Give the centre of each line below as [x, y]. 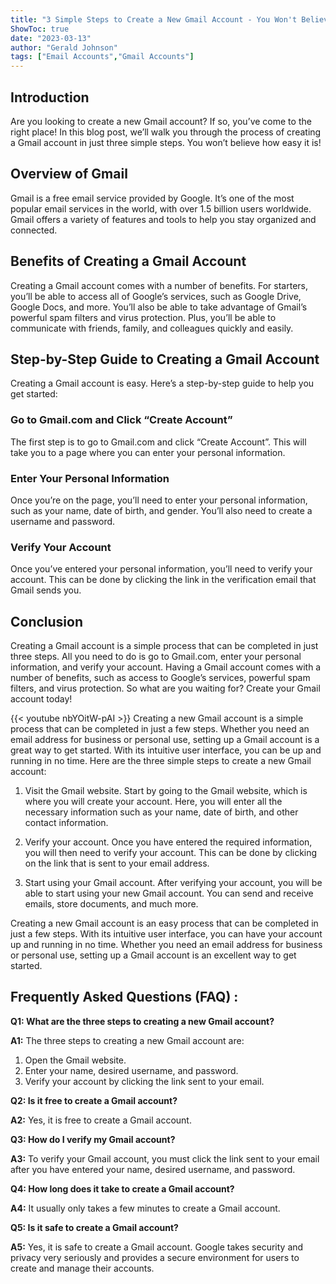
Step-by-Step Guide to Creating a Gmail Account [165, 359]
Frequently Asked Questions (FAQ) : [124, 997]
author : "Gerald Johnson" [64, 47]
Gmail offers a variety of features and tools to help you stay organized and [163, 219]
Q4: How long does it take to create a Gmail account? [122, 1188]
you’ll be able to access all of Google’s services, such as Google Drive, [156, 296]
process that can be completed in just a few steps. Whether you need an [160, 729]
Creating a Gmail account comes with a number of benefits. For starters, [159, 285]
